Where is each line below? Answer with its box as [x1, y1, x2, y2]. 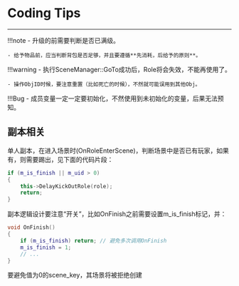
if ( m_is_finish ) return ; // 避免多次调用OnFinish [20, 237, 167, 244]
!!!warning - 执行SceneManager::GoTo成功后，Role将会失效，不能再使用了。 [7, 65, 231, 73]
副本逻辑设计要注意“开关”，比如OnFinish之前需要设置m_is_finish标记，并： [7, 210, 227, 218]
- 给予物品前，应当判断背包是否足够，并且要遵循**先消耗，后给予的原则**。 [7, 51, 201, 58]
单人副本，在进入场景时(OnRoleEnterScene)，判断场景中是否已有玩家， [7, 146, 217, 155]
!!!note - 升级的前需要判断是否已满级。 [7, 36, 119, 44]
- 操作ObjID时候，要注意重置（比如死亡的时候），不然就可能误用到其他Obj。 [7, 81, 201, 88]
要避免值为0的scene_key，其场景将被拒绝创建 [7, 271, 142, 280]
